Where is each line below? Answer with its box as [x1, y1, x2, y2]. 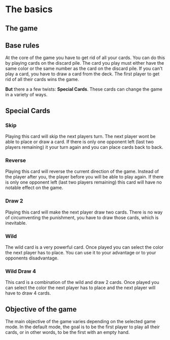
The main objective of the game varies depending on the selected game [5, 319, 156, 325]
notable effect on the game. [5, 185, 63, 191]
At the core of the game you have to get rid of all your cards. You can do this [5, 55, 165, 61]
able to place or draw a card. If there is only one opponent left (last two [5, 139, 154, 145]
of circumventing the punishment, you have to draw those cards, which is [5, 214, 159, 220]
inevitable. [5, 220, 27, 226]
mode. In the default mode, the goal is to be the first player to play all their [5, 324, 160, 330]
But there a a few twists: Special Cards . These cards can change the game [5, 86, 162, 92]
